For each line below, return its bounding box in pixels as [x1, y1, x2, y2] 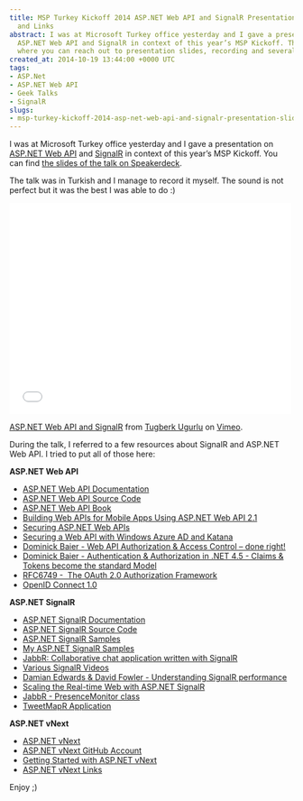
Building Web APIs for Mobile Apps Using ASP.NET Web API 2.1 [22, 512, 258, 523]
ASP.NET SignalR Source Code [22, 624, 138, 635]
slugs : [9, 106, 34, 115]
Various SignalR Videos [22, 662, 110, 673]
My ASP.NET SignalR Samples [22, 643, 135, 654]
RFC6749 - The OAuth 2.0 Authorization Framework [22, 570, 218, 581]
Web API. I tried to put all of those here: [9, 448, 156, 460]
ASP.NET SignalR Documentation [22, 614, 146, 625]
